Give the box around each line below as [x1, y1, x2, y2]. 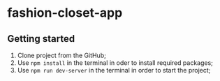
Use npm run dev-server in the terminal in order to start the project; [17, 66, 211, 74]
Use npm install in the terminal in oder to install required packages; [17, 59, 213, 67]
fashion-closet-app [7, 5, 123, 21]
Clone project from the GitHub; [17, 51, 106, 59]
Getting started [7, 33, 75, 45]
